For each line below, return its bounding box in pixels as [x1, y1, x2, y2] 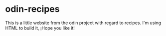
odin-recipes [5, 3, 60, 15]
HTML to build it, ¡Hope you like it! [5, 25, 75, 31]
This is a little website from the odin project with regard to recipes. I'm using [5, 20, 162, 26]
